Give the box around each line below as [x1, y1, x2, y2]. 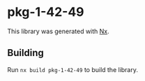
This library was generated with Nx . [7, 27, 109, 35]
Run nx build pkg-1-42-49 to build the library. [7, 65, 138, 73]
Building [7, 47, 44, 59]
